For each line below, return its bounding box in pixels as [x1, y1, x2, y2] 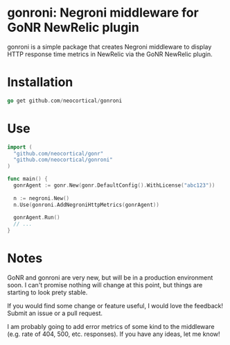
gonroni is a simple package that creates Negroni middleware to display [7, 42, 212, 51]
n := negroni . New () [13, 194, 70, 202]
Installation [7, 74, 73, 90]
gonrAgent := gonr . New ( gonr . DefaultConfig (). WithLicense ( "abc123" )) [13, 182, 215, 189]
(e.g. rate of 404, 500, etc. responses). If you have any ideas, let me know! [7, 330, 220, 338]
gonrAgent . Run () [13, 214, 60, 221]
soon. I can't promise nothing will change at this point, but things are [7, 281, 203, 289]
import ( [7, 144, 33, 151]
